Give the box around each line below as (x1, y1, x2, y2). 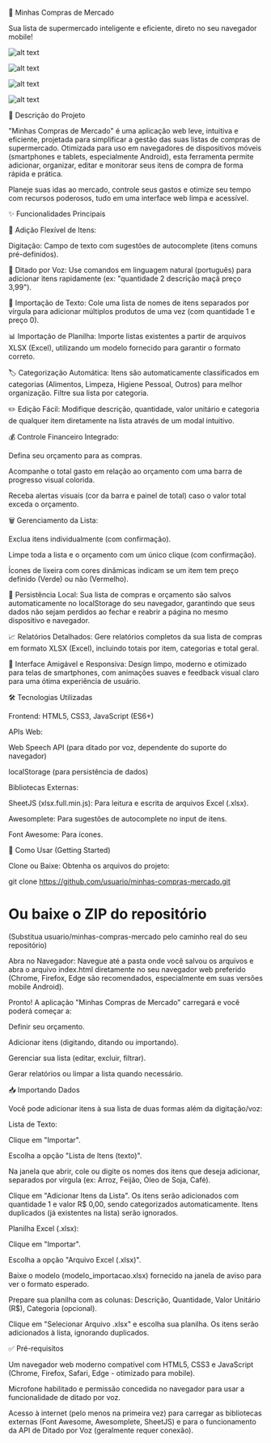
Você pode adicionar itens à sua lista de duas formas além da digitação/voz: (8, 1103, 263, 1113)
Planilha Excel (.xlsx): (8, 1223, 79, 1233)
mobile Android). (8, 982, 65, 991)
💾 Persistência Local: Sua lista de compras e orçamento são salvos (8, 590, 232, 599)
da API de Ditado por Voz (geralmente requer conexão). (8, 1425, 194, 1435)
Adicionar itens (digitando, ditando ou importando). (8, 1037, 180, 1047)
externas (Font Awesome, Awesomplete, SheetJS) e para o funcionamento (8, 1416, 256, 1426)
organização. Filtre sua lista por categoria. (8, 388, 149, 397)
